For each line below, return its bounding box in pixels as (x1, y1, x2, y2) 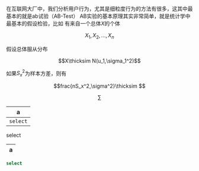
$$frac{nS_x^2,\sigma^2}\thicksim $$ (53, 82, 146, 90)
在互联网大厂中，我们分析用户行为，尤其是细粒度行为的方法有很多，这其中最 (6, 5, 193, 12)
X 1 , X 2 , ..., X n (85, 32, 114, 40)
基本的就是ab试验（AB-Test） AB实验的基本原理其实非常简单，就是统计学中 (6, 12, 191, 20)
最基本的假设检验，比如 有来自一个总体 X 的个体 (6, 20, 120, 27)
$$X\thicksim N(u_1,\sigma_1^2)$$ (58, 57, 141, 64)
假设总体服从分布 (6, 45, 48, 52)
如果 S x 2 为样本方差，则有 (6, 69, 67, 78)
